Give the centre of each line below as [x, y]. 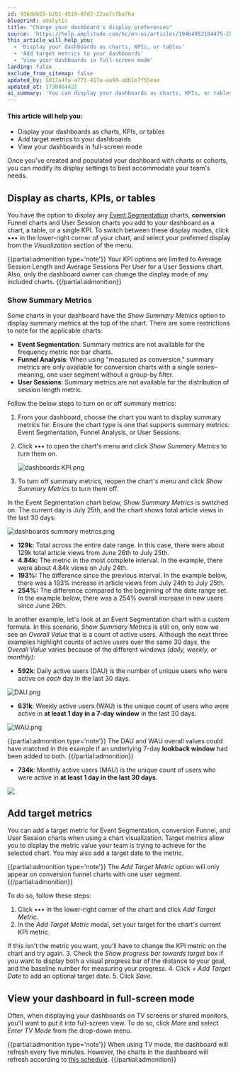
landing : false [30, 67]
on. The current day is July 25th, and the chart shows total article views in [115, 510]
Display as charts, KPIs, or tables [81, 198]
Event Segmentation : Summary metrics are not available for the [111, 345]
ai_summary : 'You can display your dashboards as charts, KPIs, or [109, 93]
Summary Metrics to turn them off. [68, 489]
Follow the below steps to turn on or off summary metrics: [92, 404]
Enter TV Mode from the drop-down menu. [70, 1030]
